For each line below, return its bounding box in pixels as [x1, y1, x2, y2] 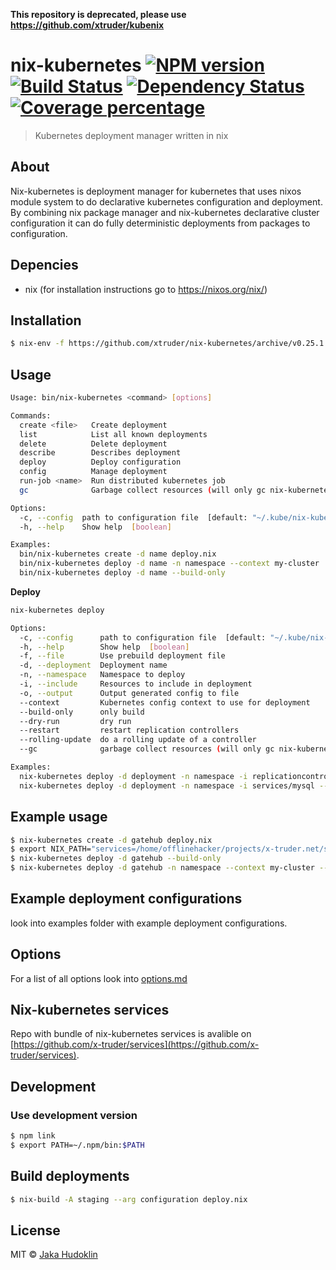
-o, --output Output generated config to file [19, 688, 240, 698]
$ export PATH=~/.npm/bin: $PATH [10, 1140, 145, 1150]
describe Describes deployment [19, 448, 182, 458]
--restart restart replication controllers [19, 725, 240, 736]
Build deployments [10, 1168, 130, 1185]
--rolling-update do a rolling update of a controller [19, 735, 257, 745]
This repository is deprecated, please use [10, 9, 187, 20]
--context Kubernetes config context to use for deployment [19, 697, 311, 708]
